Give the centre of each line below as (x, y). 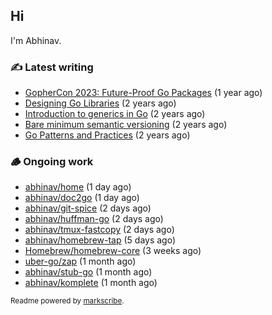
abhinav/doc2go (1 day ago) (82, 198)
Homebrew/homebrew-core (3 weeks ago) (113, 251)
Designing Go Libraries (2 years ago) (100, 103)
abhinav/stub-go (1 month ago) (88, 272)
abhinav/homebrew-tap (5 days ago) (100, 240)
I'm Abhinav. (36, 40)
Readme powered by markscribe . (67, 301)
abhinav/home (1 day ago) (78, 187)
